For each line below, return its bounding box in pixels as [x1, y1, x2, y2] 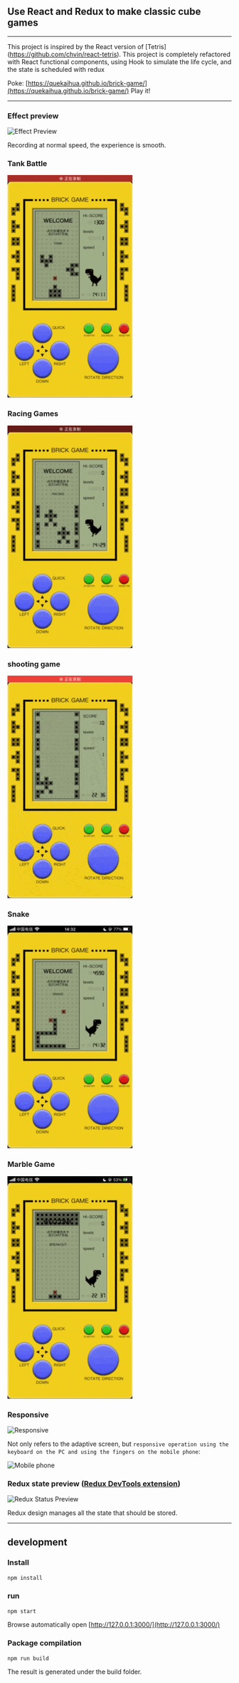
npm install [7, 1574, 43, 1581]
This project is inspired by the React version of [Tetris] [7, 42, 167, 51]
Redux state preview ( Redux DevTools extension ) [7, 1479, 181, 1489]
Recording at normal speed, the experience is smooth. [7, 141, 166, 150]
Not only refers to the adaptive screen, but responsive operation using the [7, 1440, 229, 1448]
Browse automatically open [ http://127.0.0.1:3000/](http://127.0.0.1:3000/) [7, 1620, 221, 1629]
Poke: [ [7, 78, 28, 88]
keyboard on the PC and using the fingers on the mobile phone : [7, 1447, 201, 1455]
